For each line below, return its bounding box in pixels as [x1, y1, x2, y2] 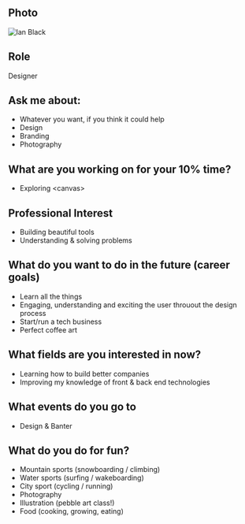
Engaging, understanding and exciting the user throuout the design [19, 299, 238, 310]
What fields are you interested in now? [8, 348, 202, 362]
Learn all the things [19, 292, 83, 301]
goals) [8, 271, 40, 284]
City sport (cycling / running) [19, 481, 113, 491]
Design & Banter [19, 421, 72, 430]
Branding [19, 132, 50, 141]
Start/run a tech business [19, 317, 102, 326]
